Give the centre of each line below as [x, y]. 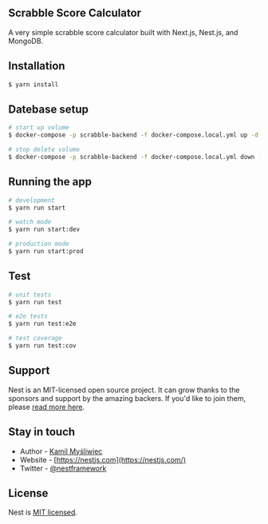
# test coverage [35, 339]
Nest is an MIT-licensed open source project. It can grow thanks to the [124, 390]
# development [32, 200]
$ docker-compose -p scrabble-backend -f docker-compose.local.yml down [132, 157]
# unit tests [30, 295]
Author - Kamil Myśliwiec [61, 451]
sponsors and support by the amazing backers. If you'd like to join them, [127, 398]
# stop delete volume [44, 150]
